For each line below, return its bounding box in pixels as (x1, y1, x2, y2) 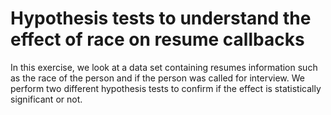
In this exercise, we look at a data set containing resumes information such (10, 61, 318, 73)
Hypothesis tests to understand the (10, 7, 312, 30)
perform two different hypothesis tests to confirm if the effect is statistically (10, 82, 322, 94)
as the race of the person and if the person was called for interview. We (10, 72, 305, 84)
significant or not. (10, 93, 83, 105)
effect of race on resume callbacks (10, 28, 305, 51)
